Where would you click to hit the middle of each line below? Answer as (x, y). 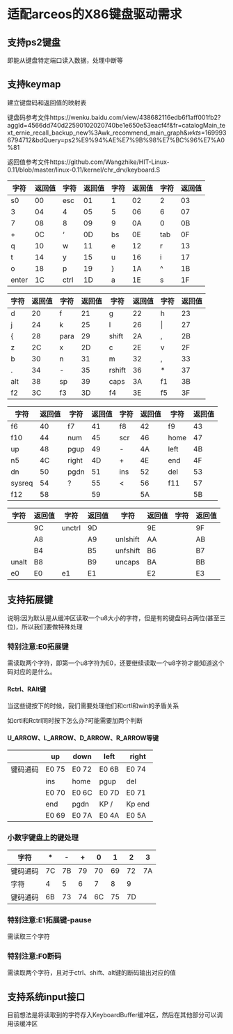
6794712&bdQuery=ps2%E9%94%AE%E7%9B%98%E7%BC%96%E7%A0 (116, 140)
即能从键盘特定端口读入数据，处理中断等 (65, 60)
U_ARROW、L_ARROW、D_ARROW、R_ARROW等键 (83, 737)
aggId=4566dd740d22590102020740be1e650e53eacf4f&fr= (95, 125)
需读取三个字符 (29, 936)
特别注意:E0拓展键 (38, 646)
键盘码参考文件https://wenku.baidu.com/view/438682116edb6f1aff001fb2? (114, 117)
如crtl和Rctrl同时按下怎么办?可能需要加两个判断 (75, 721)
